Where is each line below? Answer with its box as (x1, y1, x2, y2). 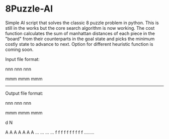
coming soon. (5, 46, 34, 52)
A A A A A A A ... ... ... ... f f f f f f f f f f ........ (5, 129, 95, 135)
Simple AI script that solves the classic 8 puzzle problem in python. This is (5, 20, 159, 26)
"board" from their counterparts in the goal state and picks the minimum (5, 36, 155, 42)
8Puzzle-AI (5, 3, 53, 15)
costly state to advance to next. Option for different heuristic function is (5, 41, 153, 47)
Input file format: (5, 56, 40, 62)
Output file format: (5, 90, 44, 96)
